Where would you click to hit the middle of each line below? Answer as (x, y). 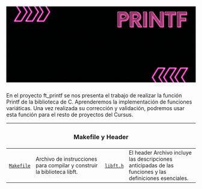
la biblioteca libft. (57, 172)
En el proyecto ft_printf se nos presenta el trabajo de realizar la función (94, 95)
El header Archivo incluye (161, 152)
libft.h (115, 166)
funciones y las (148, 172)
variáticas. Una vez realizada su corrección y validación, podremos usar (96, 108)
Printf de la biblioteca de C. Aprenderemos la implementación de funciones (99, 102)
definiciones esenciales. (159, 178)
